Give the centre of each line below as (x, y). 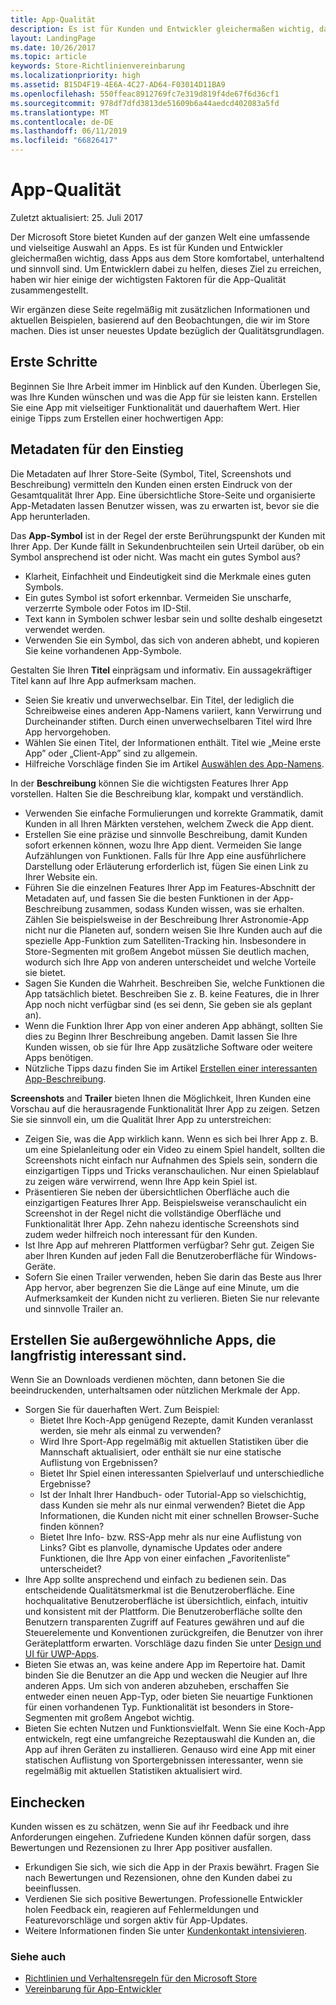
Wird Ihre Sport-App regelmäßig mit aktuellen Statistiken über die (174, 1442)
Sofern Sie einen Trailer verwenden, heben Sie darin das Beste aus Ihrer (173, 1277)
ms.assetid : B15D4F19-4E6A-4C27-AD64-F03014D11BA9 (118, 85)
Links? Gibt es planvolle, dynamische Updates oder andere (161, 1548)
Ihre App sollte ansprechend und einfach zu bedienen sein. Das (155, 1580)
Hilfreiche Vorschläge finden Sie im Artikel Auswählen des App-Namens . (174, 763)
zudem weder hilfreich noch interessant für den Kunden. (141, 1234)
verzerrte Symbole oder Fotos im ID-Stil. (108, 608)
